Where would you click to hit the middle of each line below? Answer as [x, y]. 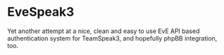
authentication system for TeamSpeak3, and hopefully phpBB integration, [112, 38]
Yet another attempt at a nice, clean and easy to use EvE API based [104, 31]
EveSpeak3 [41, 12]
